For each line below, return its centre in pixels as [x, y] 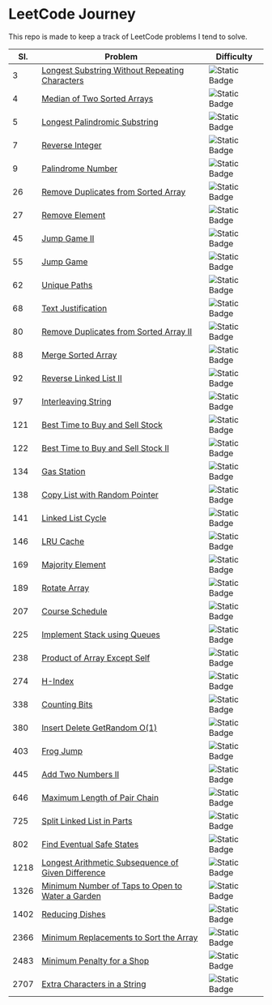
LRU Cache [63, 541]
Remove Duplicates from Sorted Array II [117, 331]
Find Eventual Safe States [90, 844]
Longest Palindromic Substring [100, 122]
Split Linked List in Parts [87, 821]
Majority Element [74, 564]
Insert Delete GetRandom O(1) [100, 728]
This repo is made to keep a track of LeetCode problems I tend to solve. [128, 36]
